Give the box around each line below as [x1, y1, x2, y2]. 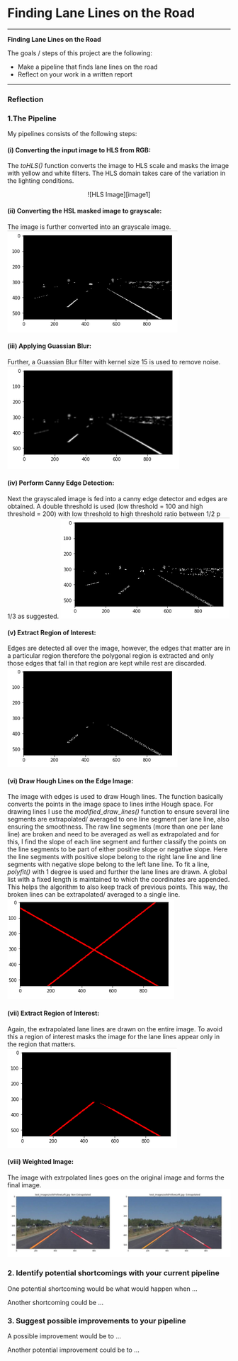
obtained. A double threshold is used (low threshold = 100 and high [7, 502, 203, 510]
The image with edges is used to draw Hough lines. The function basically [7, 792, 224, 801]
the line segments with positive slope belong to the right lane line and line [7, 853, 222, 861]
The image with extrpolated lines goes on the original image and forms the [7, 1173, 225, 1182]
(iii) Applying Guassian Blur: [7, 342, 92, 350]
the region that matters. [7, 1040, 76, 1048]
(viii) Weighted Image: [7, 1158, 74, 1166]
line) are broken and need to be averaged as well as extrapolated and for [7, 830, 220, 839]
